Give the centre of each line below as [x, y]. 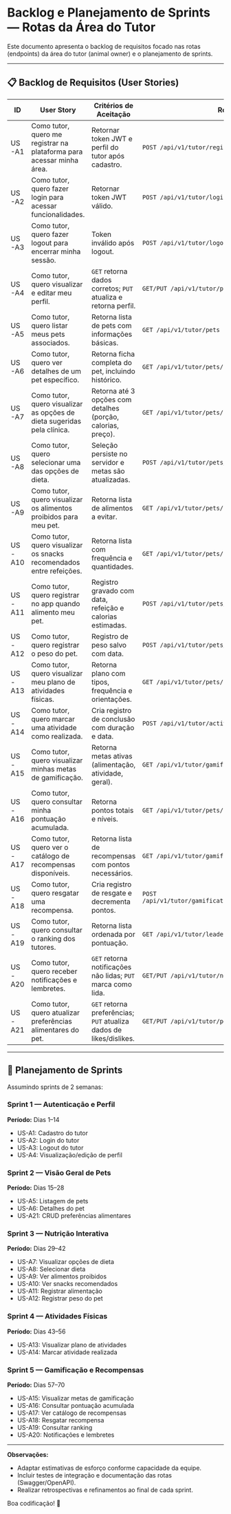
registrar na [50, 143]
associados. [51, 342]
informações [112, 334]
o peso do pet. [54, 654]
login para [47, 197]
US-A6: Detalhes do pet [51, 1209]
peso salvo [109, 645]
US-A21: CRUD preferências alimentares [74, 1216]
